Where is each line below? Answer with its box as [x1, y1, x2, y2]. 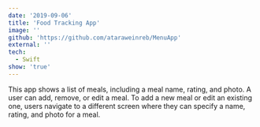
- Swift [15, 56, 41, 64]
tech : [8, 48, 26, 56]
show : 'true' [8, 63, 51, 71]
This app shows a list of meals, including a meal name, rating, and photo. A [8, 84, 252, 94]
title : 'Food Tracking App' [8, 19, 101, 27]
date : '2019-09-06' [8, 11, 72, 20]
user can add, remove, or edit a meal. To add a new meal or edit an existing [8, 92, 253, 103]
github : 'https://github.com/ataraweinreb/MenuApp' [8, 33, 181, 42]
